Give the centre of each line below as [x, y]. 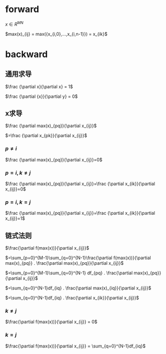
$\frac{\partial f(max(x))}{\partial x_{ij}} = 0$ [51, 322]
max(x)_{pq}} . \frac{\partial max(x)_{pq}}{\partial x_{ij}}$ [64, 263]
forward [22, 9]
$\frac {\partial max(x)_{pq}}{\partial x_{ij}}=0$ [54, 159]
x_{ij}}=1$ [15, 218]
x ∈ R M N [14, 24]
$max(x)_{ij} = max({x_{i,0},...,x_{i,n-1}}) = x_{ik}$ [56, 34]
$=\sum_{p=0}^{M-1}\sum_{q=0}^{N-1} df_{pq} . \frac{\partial [69, 273]
